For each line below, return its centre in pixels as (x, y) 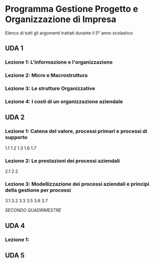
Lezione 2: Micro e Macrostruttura (46, 75)
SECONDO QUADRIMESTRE (33, 210)
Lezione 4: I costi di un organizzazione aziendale (64, 102)
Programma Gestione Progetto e (72, 9)
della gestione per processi (38, 190)
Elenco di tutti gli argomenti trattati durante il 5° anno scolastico (69, 33)
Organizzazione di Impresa (61, 19)
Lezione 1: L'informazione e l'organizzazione (59, 62)
